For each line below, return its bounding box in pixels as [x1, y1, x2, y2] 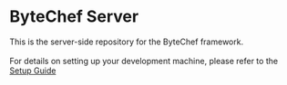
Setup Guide [9, 65, 56, 76]
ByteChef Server [9, 6, 139, 27]
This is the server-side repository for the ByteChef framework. [9, 36, 244, 47]
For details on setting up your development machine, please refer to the [9, 55, 279, 66]
